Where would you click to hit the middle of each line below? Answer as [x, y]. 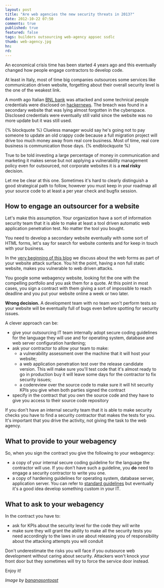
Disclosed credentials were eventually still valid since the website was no [79, 115]
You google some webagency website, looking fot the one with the [72, 278]
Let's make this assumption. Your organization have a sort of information [78, 218]
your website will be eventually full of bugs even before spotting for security [82, 308]
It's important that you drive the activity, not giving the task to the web [76, 420]
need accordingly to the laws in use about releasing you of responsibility [85, 536]
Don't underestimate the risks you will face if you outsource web [70, 551]
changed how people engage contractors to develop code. [64, 70]
